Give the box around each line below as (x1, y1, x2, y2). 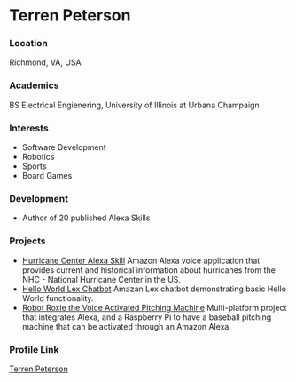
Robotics (21, 152, 55, 163)
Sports (21, 161, 47, 171)
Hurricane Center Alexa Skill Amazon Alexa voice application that (21, 255, 261, 266)
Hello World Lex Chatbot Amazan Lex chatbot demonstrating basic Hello (21, 283, 286, 294)
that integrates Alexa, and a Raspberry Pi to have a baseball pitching (21, 312, 272, 322)
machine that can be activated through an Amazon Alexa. (21, 321, 232, 331)
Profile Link (9, 343, 59, 355)
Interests (9, 122, 49, 134)
